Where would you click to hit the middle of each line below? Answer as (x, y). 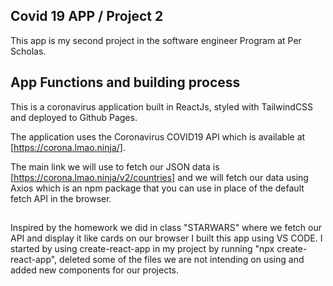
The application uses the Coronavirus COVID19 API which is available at (158, 136)
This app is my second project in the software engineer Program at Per (156, 40)
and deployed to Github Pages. (74, 117)
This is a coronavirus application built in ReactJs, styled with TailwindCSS (162, 106)
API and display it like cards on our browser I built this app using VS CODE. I (166, 238)
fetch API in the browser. (61, 198)
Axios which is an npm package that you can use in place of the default (157, 188)
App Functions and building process (125, 82)
